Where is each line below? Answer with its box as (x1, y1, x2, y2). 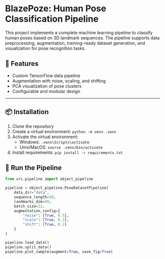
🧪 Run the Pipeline (5, 163, 62, 172)
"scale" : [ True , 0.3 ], (23, 217, 69, 223)
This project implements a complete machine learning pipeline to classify (5, 29, 153, 35)
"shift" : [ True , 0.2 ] (23, 222, 67, 227)
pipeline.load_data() (5, 240, 50, 245)
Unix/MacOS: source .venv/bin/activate (19, 144, 103, 150)
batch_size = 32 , (14, 203, 45, 209)
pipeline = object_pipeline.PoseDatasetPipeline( (5, 185, 109, 191)
